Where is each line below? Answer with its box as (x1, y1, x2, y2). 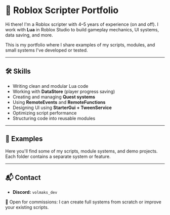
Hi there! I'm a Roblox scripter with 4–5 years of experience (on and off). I (5, 21, 158, 27)
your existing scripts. (5, 204, 49, 210)
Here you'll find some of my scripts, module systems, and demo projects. (5, 148, 158, 154)
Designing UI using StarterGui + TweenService (12, 104, 112, 111)
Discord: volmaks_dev (12, 189, 57, 195)
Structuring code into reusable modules (12, 115, 96, 121)
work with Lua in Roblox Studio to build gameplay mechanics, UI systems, (5, 26, 159, 32)
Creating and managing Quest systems (12, 93, 95, 100)
